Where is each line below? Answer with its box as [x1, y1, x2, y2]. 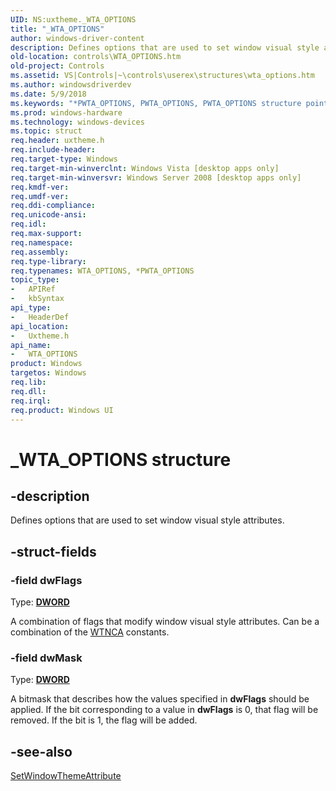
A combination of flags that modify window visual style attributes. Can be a [10, 616, 320, 628]
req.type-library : [10, 256, 87, 266]
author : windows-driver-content [10, 33, 145, 43]
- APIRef [10, 284, 56, 295]
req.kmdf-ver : [10, 182, 70, 192]
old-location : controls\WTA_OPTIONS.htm [10, 52, 182, 62]
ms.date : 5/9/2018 [10, 89, 87, 99]
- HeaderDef [10, 312, 70, 322]
